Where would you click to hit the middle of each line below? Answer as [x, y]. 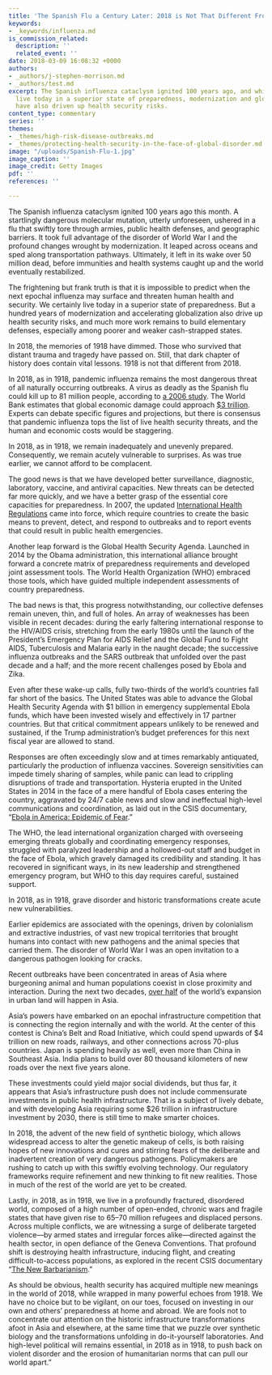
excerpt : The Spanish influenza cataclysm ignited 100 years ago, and [130, 91]
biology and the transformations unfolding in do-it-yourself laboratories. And [136, 1336]
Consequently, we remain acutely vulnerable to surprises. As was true [125, 455]
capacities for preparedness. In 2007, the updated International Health [125, 505]
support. [23, 884]
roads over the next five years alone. [70, 1067]
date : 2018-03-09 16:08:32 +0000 [65, 62]
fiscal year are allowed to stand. [62, 741]
